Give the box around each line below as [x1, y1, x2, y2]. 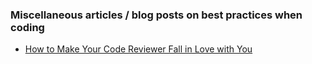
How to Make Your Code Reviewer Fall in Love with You [24, 43, 253, 55]
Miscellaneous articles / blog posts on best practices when [10, 8, 303, 22]
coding [10, 20, 45, 34]
